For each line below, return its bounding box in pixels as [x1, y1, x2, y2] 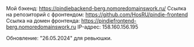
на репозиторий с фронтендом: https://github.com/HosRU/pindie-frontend [6, 11, 188, 18]
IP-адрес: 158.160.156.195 [77, 23, 138, 30]
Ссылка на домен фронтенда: [6, 17, 80, 24]
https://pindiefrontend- [81, 17, 137, 24]
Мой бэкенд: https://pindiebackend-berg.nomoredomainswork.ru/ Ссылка [6, 5, 187, 12]
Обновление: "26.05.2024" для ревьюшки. [6, 35, 112, 41]
